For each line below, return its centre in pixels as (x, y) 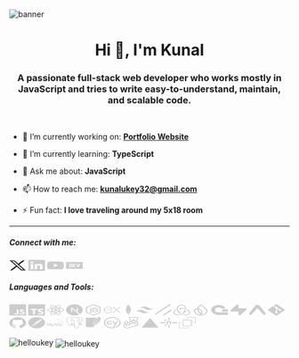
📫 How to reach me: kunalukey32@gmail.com (109, 189)
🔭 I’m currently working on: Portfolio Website (105, 137)
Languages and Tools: (52, 287)
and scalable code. (149, 100)
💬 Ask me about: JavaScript (74, 171)
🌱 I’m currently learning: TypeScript (88, 154)
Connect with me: (43, 242)
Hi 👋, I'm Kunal (149, 49)
